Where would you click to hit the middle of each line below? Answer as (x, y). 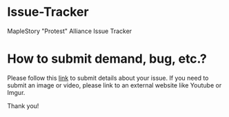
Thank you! (23, 106)
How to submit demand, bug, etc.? (107, 59)
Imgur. (16, 92)
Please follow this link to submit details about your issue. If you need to (108, 78)
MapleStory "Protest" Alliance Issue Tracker (70, 31)
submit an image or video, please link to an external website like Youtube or (114, 85)
